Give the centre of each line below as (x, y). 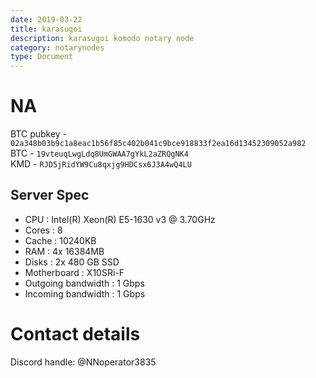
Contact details (75, 334)
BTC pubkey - (39, 134)
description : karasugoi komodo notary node (102, 38)
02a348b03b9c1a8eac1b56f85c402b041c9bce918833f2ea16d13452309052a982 (158, 144)
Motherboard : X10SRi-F (74, 272)
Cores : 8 (43, 230)
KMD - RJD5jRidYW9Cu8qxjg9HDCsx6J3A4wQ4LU (101, 164)
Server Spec (50, 195)
